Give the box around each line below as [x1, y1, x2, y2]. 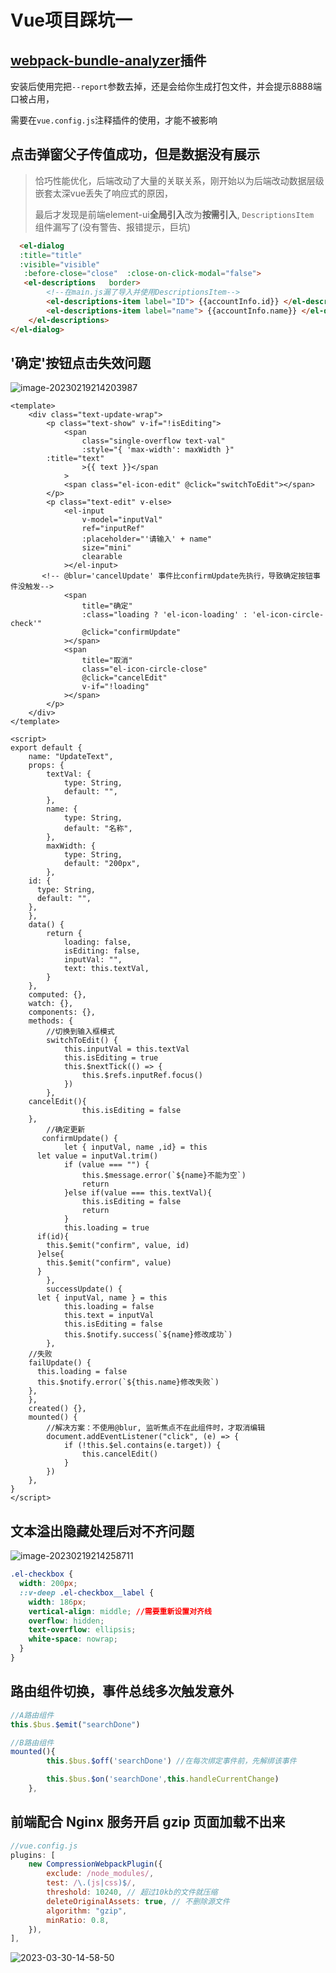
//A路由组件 [10, 1710, 55, 1720]
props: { [28, 761, 65, 771]
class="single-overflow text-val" [81, 436, 226, 446]
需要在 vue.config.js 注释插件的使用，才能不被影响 [10, 114, 218, 126]
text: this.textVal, [63, 964, 150, 974]
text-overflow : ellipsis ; [28, 1625, 137, 1635]
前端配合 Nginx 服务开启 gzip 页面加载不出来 [10, 1814, 286, 1831]
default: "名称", [63, 824, 133, 834]
